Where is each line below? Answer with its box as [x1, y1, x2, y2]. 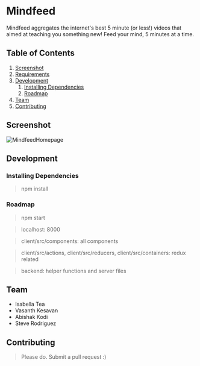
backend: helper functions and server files [20, 267, 127, 274]
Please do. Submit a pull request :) [20, 353, 107, 361]
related [20, 255, 39, 263]
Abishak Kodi [14, 314, 48, 321]
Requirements [14, 71, 50, 78]
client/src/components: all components [20, 237, 119, 245]
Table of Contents [6, 48, 75, 58]
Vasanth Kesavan [14, 307, 58, 314]
